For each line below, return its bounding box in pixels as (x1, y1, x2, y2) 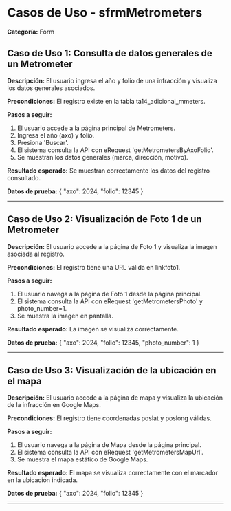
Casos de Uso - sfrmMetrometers (7, 5, 203, 21)
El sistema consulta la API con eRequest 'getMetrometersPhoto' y (16, 297, 203, 305)
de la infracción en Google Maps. (7, 401, 102, 409)
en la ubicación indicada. (7, 476, 78, 484)
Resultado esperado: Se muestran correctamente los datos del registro (7, 166, 210, 175)
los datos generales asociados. (7, 84, 96, 92)
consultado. (7, 173, 41, 182)
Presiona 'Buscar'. (16, 138, 69, 146)
